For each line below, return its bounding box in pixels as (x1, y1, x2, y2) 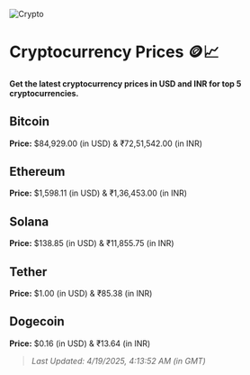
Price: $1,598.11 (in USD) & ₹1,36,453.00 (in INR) (9, 187, 187, 198)
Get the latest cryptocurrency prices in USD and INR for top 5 (9, 78, 242, 89)
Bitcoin (9, 114, 50, 130)
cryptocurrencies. (9, 87, 79, 98)
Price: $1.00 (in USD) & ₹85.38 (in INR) (9, 288, 153, 299)
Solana (9, 214, 49, 229)
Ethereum (9, 163, 66, 179)
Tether (9, 264, 48, 279)
